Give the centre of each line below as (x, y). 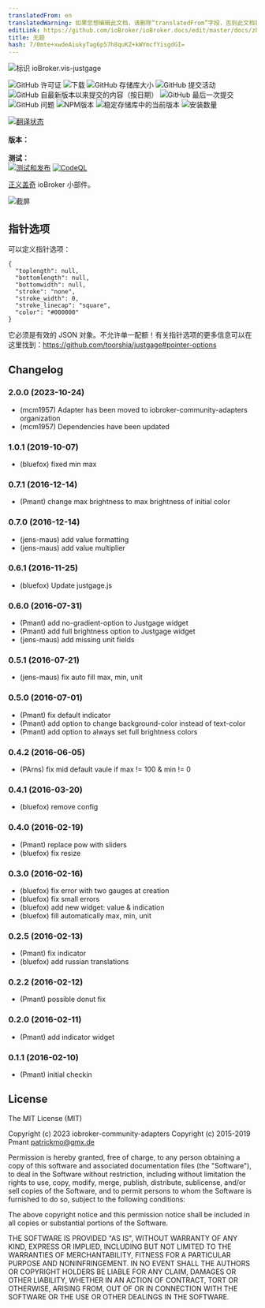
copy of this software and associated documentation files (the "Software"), (130, 1165)
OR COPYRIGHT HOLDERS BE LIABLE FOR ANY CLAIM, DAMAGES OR (122, 1272)
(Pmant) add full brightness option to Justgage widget (107, 631)
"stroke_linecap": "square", (63, 305)
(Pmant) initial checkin (56, 1074)
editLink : (24, 30)
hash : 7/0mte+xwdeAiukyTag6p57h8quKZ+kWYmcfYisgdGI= (97, 45)
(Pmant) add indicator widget (67, 1037)
